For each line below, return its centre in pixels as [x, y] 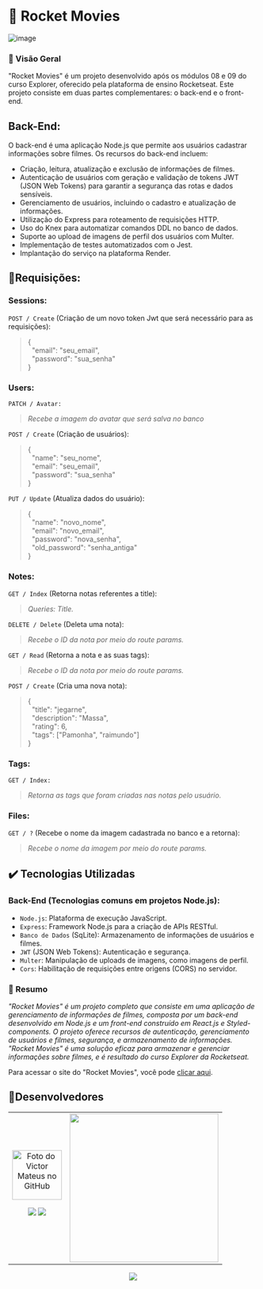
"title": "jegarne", [59, 710]
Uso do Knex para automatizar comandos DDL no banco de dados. [129, 228]
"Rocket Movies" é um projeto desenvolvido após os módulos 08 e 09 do [128, 76]
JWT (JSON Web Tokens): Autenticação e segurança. [105, 951]
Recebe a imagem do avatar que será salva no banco [116, 419]
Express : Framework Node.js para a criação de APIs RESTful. [119, 926]
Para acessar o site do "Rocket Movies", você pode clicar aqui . [111, 1072]
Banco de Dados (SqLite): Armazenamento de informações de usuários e [137, 935]
